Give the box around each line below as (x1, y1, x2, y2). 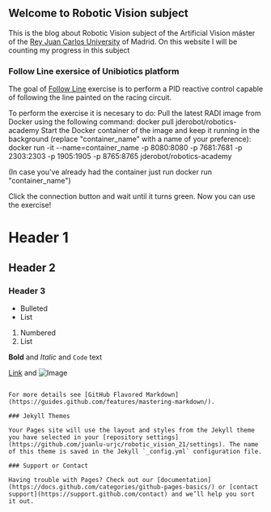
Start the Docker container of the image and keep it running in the (40, 126, 260, 136)
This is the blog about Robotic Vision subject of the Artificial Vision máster (8, 28, 256, 37)
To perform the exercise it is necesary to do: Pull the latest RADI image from (8, 109, 261, 118)
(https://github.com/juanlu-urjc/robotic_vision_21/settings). (8, 440, 227, 449)
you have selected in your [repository (8, 433, 143, 441)
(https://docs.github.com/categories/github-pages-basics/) (8, 483, 216, 491)
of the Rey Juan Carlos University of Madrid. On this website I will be (8, 37, 238, 46)
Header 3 (8, 285, 46, 296)
